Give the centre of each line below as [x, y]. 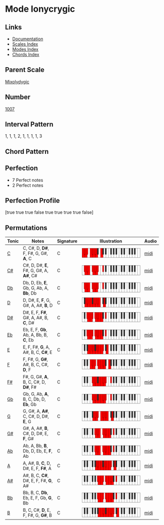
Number [18, 97]
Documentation [28, 39]
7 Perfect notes [28, 180]
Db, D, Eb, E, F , [38, 451]
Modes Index [25, 49]
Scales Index [25, 44]
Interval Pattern [29, 124]
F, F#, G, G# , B [37, 515]
